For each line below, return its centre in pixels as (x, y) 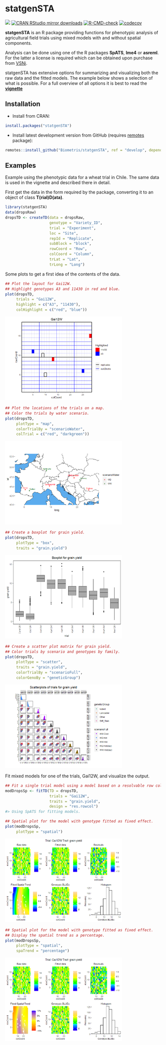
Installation (23, 104)
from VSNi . (16, 63)
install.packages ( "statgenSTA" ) (38, 126)
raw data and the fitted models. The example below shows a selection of (79, 78)
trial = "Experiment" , (73, 228)
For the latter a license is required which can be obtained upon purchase (79, 58)
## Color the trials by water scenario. (47, 413)
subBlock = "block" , (70, 244)
